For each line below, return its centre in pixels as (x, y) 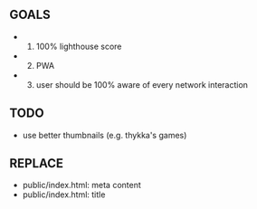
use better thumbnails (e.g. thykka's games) (105, 135)
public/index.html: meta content (82, 185)
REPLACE (37, 163)
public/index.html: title (64, 195)
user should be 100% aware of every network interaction (142, 84)
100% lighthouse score (79, 46)
